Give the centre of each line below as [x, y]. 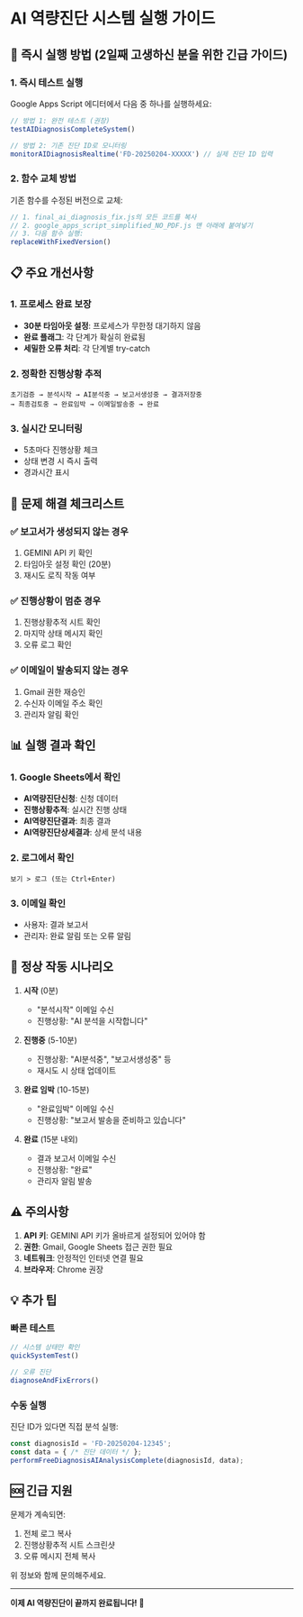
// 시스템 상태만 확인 [45, 1347]
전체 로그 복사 [47, 1533]
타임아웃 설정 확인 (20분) [67, 564]
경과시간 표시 [46, 472]
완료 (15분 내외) [51, 1139]
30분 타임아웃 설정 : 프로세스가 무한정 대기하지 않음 [112, 325]
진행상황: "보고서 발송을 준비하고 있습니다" [111, 1119]
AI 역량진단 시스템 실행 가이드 [113, 18]
